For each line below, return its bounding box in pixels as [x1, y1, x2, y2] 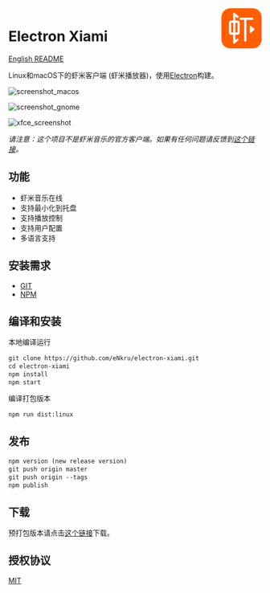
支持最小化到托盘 [19, 202, 77, 212]
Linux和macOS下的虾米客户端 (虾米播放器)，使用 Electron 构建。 [8, 70, 219, 80]
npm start [8, 378, 42, 386]
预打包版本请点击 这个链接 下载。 [8, 528, 114, 538]
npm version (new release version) [8, 457, 128, 465]
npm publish [8, 481, 48, 489]
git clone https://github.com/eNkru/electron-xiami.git [8, 354, 199, 362]
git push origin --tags [8, 473, 88, 481]
